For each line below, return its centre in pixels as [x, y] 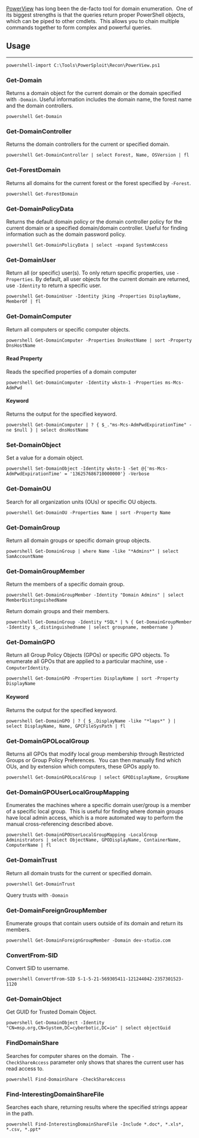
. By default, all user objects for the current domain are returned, [111, 279]
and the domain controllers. [40, 106]
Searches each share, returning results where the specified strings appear [97, 1107]
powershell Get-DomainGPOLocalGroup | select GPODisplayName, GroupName [98, 777]
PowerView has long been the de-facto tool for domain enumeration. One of [99, 9]
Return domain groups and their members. [58, 611]
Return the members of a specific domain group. [65, 584]
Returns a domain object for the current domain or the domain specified [94, 93]
